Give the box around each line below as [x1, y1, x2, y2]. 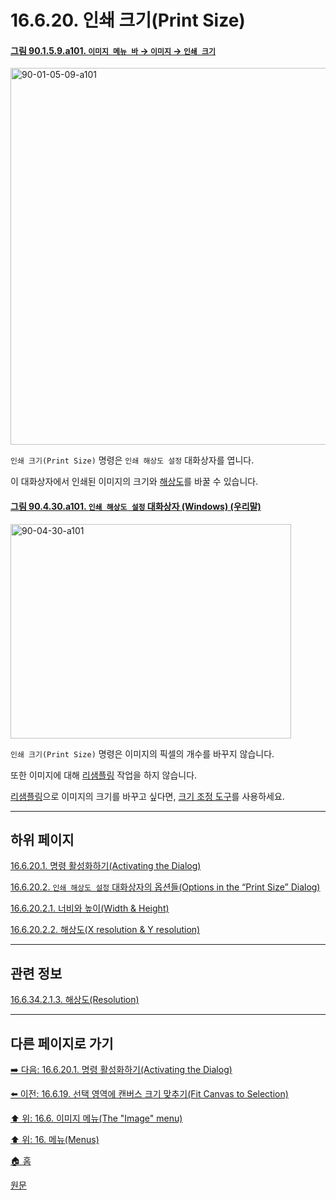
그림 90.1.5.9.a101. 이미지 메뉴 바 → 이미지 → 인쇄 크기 [10, 44, 216, 56]
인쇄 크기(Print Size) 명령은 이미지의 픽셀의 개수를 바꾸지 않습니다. [10, 747, 275, 760]
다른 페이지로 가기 [10, 1035, 114, 1052]
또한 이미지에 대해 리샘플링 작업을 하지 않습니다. [10, 769, 198, 781]
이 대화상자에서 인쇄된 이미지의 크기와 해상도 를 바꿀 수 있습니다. [10, 476, 259, 488]
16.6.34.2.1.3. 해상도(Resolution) [10, 994, 140, 1006]
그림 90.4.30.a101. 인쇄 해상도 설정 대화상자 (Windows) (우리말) [10, 500, 262, 512]
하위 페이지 [10, 831, 75, 848]
